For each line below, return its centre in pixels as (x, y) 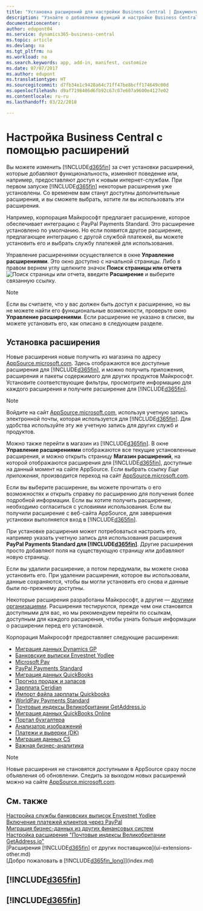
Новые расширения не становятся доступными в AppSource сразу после (101, 769)
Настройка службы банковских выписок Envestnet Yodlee (81, 816)
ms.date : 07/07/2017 (32, 68)
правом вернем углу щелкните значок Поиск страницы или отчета (94, 268)
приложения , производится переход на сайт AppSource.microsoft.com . (98, 475)
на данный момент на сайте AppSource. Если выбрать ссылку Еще (93, 469)
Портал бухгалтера (40, 720)
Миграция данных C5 (43, 739)
